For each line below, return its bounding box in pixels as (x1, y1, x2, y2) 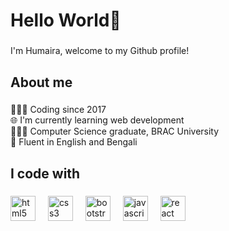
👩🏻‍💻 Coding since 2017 (10, 104, 107, 116)
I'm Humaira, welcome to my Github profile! (10, 45, 190, 57)
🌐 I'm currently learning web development (10, 114, 185, 126)
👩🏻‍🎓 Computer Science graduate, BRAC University (10, 125, 220, 138)
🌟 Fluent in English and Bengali (10, 136, 138, 148)
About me (10, 74, 73, 91)
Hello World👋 (10, 9, 122, 32)
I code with (10, 165, 81, 182)
